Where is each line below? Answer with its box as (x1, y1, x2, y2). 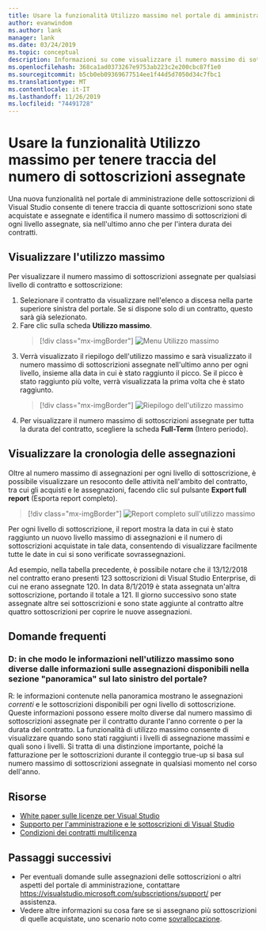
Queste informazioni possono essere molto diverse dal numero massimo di (8, 708, 253, 718)
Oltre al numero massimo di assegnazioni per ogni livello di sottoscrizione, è (8, 468, 256, 478)
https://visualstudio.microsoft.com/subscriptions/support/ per (19, 889, 222, 898)
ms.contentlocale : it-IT (8, 85, 90, 93)
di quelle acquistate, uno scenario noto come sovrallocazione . (19, 914, 222, 923)
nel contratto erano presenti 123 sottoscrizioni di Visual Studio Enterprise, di (8, 573, 256, 582)
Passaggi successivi (8, 851, 112, 864)
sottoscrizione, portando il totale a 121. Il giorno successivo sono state (8, 590, 237, 599)
